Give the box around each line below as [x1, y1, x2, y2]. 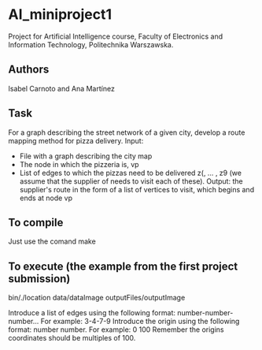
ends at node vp [19, 193, 73, 203]
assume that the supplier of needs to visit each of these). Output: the [19, 176, 243, 186]
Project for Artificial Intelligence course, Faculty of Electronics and [8, 32, 223, 41]
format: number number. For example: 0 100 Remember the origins [8, 325, 224, 334]
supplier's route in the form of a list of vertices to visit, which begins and [19, 184, 254, 194]
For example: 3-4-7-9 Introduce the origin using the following [40, 317, 240, 326]
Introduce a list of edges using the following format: [8, 308, 175, 318]
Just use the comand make [8, 236, 96, 246]
